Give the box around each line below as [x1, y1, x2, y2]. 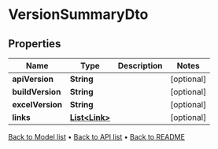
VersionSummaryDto [8, 6, 149, 24]
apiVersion [12, 73, 54, 84]
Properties [8, 37, 61, 50]
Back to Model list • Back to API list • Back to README [8, 132, 185, 141]
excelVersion [12, 99, 63, 110]
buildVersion [12, 87, 61, 97]
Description [117, 61, 163, 71]
